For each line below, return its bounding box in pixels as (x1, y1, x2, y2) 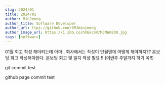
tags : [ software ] (5, 35, 41, 40)
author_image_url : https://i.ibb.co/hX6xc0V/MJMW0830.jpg (5, 30, 127, 35)
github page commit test (5, 74, 55, 80)
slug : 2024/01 (5, 7, 35, 12)
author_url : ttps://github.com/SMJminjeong (5, 26, 96, 30)
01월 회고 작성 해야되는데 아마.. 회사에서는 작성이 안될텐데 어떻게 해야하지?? (5, 49, 151, 55)
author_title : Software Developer (5, 21, 77, 26)
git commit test (5, 64, 36, 70)
